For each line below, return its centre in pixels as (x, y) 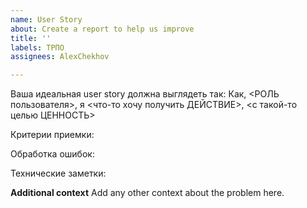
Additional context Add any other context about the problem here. (147, 193)
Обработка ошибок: (52, 154)
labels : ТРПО (37, 47)
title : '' (31, 38)
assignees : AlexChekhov (60, 57)
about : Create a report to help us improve (102, 29)
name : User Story (46, 19)
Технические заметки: (58, 173)
